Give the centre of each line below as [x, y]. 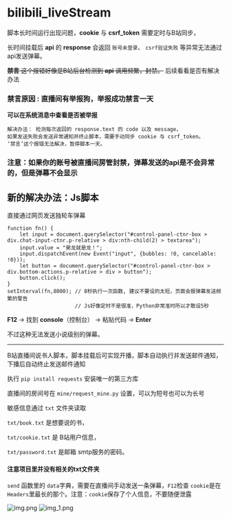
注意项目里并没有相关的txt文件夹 [53, 469]
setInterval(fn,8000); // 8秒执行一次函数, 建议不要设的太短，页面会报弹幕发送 [112, 291]
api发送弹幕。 [26, 56]
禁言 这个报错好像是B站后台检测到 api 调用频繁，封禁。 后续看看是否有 [107, 70]
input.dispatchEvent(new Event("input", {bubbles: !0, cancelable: [118, 254]
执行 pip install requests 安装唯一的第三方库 [73, 378]
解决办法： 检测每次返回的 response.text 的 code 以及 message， [95, 130]
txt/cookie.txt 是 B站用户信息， [54, 437]
